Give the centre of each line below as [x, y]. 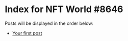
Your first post [27, 33]
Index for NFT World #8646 [64, 9]
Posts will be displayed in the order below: [49, 23]
